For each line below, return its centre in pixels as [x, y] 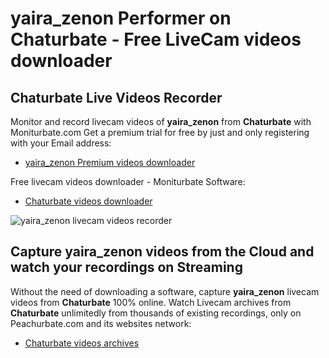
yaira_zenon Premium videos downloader [110, 162]
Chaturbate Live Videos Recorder [116, 97]
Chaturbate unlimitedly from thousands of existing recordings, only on [156, 313]
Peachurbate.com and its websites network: [101, 323]
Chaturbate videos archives [82, 343]
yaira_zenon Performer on [121, 18]
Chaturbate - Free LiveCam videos [156, 39]
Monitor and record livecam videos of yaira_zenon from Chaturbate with [161, 121]
